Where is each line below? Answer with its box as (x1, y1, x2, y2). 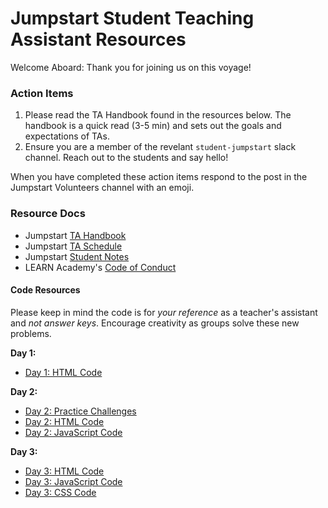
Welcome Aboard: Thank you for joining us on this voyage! (10, 61, 252, 73)
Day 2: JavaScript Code (24, 426, 123, 438)
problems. (10, 327, 52, 339)
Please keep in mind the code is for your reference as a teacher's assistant (10, 306, 318, 318)
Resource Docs (10, 207, 86, 221)
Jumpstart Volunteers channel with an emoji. (10, 182, 195, 194)
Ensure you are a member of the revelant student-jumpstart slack (24, 141, 297, 153)
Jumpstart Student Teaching (10, 7, 255, 30)
